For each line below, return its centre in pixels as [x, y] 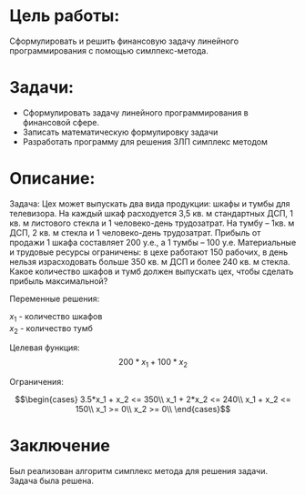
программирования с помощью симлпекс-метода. [109, 50]
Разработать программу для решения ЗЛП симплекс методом [145, 141]
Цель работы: [65, 16]
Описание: [52, 179]
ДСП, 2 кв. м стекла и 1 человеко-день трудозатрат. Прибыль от [135, 232]
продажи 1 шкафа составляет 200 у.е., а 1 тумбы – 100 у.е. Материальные [153, 242]
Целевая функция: [45, 348]
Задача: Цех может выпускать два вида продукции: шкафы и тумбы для [150, 203]
